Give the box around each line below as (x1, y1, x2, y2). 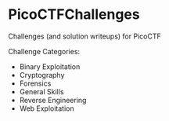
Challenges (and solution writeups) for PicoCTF (8, 31, 162, 41)
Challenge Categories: (8, 46, 81, 56)
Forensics (19, 79, 52, 88)
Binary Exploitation (19, 61, 81, 71)
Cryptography (19, 70, 65, 79)
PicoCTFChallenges (8, 5, 140, 24)
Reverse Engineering (19, 95, 87, 104)
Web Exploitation (19, 104, 74, 113)
